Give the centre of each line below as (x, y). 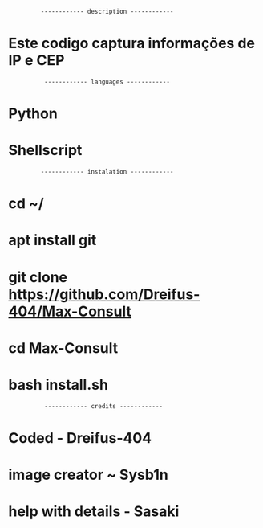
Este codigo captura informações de (131, 43)
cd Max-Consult (63, 348)
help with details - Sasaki (94, 512)
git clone (38, 277)
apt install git (53, 240)
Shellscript (45, 151)
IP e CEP (36, 61)
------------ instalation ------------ (107, 172)
